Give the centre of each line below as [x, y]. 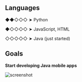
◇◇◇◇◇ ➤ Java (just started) [38, 38]
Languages [22, 8]
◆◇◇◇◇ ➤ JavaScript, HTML [37, 29]
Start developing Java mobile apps [41, 66]
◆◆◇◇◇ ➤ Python [26, 19]
